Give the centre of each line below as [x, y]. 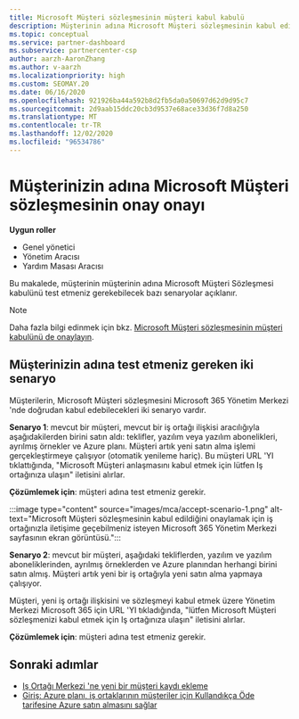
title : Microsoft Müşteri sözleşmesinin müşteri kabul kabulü [127, 17]
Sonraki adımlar [54, 664]
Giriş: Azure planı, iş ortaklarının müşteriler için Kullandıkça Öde [138, 696]
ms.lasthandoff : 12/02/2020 [61, 134]
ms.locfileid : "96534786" [57, 142]
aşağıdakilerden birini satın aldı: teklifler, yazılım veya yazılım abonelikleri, [144, 436]
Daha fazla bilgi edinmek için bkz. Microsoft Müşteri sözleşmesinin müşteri [146, 327]
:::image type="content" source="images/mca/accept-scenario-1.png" [139, 508]
